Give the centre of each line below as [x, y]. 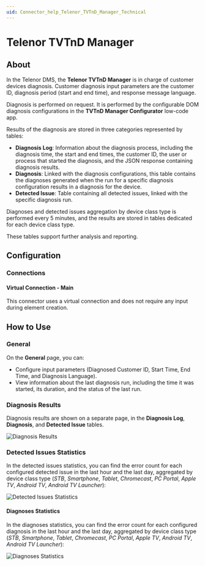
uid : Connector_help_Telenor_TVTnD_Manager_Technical [76, 12]
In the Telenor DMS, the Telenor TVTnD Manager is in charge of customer [100, 80]
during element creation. [37, 308]
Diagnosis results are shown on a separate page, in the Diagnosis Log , [95, 418]
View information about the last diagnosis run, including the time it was [104, 382]
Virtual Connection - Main [40, 288]
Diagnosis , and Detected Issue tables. [55, 425]
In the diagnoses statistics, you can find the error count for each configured [102, 524]
